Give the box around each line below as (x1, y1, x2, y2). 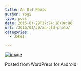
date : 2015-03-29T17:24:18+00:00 (5, 20, 73, 26)
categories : (5, 30, 29, 35)
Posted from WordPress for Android (5, 61, 77, 67)
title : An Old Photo (5, 7, 47, 12)
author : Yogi (5, 12, 32, 17)
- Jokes (9, 35, 25, 39)
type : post (5, 16, 27, 21)
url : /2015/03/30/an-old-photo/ (5, 25, 70, 30)
